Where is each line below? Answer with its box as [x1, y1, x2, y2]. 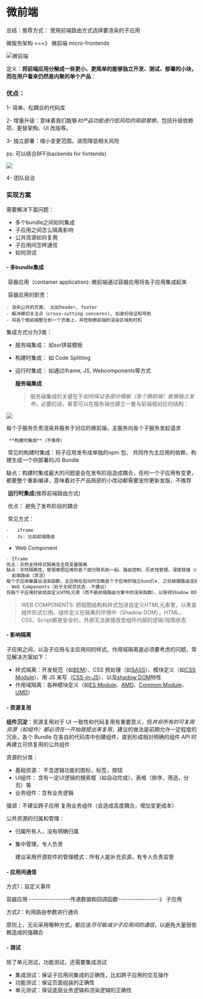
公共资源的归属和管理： [6, 815, 65, 822]
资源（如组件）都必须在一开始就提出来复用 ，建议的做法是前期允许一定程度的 [6, 726, 197, 733]
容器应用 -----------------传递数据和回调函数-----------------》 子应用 [6, 896, 182, 903]
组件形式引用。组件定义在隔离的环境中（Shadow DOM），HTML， [21, 608, 185, 616]
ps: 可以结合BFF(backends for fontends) [6, 150, 107, 158]
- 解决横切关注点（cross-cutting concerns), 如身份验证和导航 [6, 310, 152, 317]
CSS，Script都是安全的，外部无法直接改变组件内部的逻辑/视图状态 [21, 616, 186, 624]
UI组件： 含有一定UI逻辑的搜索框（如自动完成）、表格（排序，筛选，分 [14, 774, 189, 782]
